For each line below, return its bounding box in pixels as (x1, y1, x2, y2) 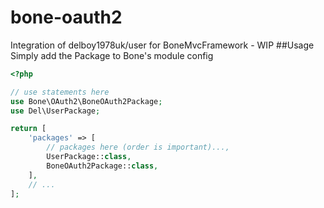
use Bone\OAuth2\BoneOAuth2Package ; (10, 96, 163, 106)
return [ (10, 124, 47, 134)
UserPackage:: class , (46, 152, 132, 162)
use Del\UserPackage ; (10, 106, 101, 116)
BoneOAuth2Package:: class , (46, 161, 159, 171)
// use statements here (10, 87, 110, 97)
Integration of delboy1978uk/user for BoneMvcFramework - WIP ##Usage (10, 39, 315, 51)
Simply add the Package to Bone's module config (10, 49, 214, 61)
